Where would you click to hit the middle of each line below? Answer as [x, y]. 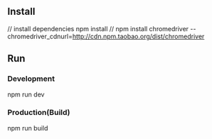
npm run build [28, 128]
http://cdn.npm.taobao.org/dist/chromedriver [138, 36]
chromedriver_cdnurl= [40, 36]
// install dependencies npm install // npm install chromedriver [98, 28]
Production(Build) [39, 113]
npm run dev [26, 94]
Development [31, 79]
